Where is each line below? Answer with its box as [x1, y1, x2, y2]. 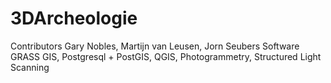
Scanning [10, 61, 50, 73]
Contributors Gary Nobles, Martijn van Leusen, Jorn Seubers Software [10, 40, 300, 52]
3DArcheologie [10, 7, 138, 30]
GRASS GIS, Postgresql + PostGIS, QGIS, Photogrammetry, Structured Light [10, 50, 322, 62]
